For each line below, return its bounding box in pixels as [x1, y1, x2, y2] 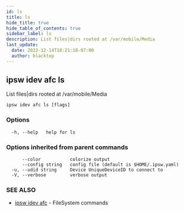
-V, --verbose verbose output [11, 172, 108, 178]
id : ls [6, 8, 23, 15]
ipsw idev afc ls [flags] [6, 102, 70, 108]
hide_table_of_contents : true [6, 25, 81, 31]
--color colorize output [21, 157, 110, 163]
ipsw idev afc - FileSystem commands [14, 200, 109, 207]
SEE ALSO [6, 185, 36, 194]
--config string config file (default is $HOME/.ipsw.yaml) [21, 162, 179, 168]
